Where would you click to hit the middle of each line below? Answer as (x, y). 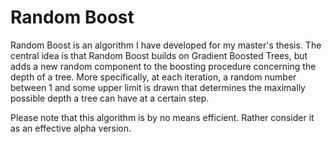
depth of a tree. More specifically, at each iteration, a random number (153, 77)
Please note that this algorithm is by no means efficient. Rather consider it (162, 117)
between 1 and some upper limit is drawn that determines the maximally (158, 87)
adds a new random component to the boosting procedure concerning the (163, 66)
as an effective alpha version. (71, 128)
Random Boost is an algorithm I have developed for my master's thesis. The (166, 45)
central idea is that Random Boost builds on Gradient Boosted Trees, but (159, 55)
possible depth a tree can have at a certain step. (110, 98)
